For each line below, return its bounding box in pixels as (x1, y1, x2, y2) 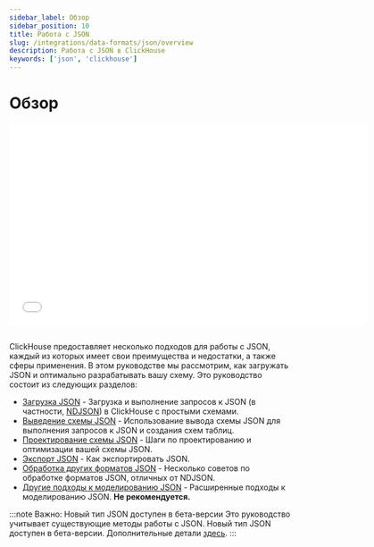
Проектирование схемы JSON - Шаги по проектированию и (21, 434, 252, 445)
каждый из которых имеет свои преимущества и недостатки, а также (9, 350, 277, 361)
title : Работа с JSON (9, 29, 90, 38)
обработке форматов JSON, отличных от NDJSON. (21, 472, 216, 483)
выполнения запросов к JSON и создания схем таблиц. (21, 425, 235, 435)
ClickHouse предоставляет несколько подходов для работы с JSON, (9, 341, 270, 351)
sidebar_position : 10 (9, 21, 90, 30)
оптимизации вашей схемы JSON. (21, 443, 154, 454)
